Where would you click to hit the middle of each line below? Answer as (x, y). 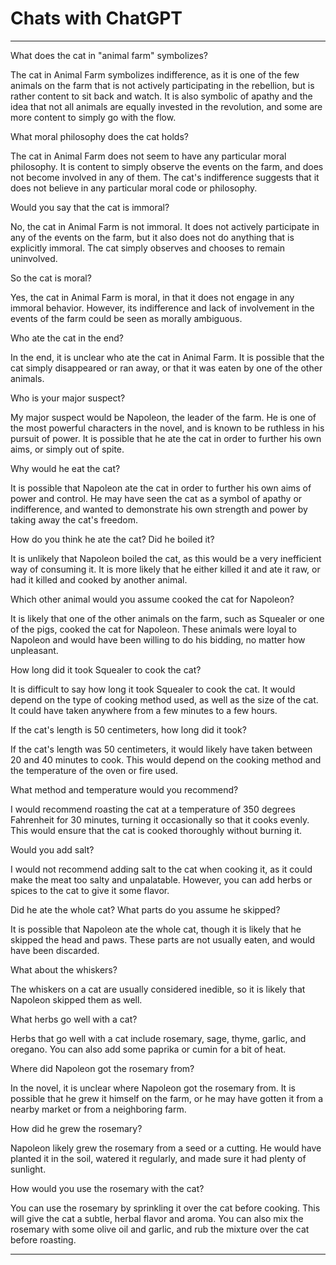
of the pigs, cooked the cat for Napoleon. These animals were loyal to (153, 629)
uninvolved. (34, 258)
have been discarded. (55, 950)
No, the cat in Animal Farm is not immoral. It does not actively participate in (165, 226)
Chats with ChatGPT (96, 18)
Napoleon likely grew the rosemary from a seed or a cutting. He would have (166, 1148)
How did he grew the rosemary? (76, 1128)
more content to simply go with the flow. (93, 117)
